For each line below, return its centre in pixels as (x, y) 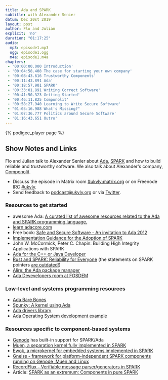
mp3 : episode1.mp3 (29, 48)
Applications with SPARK (38, 248)
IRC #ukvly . (25, 187)
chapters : (16, 62)
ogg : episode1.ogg (29, 52)
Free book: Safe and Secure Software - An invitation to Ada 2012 (80, 232)
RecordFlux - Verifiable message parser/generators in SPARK (76, 367)
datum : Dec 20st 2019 (28, 19)
